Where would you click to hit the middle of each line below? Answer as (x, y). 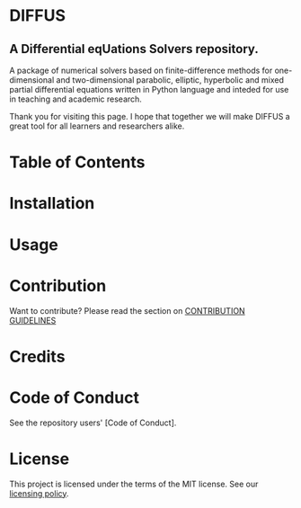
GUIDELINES (33, 320)
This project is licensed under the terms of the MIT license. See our (134, 484)
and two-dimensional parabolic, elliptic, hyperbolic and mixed (170, 80)
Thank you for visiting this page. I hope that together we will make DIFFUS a (150, 116)
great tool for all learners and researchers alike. (97, 126)
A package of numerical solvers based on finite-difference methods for (141, 70)
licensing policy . (39, 493)
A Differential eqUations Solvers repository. (134, 49)
